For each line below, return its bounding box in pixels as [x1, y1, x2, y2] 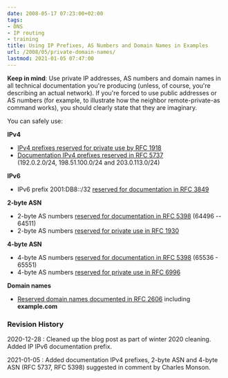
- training [7, 36, 39, 43]
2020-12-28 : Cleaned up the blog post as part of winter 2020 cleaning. [7, 335, 211, 343]
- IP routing [7, 29, 45, 37]
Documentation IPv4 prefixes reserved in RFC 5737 [17, 151, 164, 159]
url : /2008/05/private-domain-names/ [7, 49, 116, 56]
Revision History [7, 319, 64, 329]
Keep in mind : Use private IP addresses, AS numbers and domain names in [7, 74, 221, 82]
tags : [7, 17, 23, 23]
